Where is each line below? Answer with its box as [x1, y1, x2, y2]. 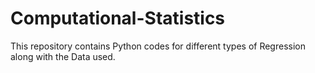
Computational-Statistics [10, 7, 226, 30]
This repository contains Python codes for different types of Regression [10, 40, 306, 52]
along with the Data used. [10, 50, 116, 62]
